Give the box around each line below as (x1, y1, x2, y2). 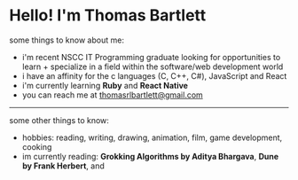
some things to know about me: (9, 35, 124, 45)
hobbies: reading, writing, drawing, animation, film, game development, (21, 132, 283, 143)
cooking (21, 141, 52, 152)
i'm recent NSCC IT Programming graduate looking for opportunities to (21, 51, 281, 62)
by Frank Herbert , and (21, 160, 105, 171)
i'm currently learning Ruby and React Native (21, 80, 189, 90)
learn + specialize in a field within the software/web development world (21, 61, 284, 72)
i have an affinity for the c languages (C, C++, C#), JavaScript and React (21, 70, 287, 81)
